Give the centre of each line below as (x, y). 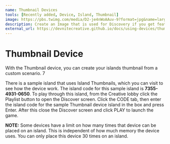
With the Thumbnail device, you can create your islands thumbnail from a (81, 68)
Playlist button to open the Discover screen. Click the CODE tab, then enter (83, 99)
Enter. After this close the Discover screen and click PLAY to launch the (79, 110)
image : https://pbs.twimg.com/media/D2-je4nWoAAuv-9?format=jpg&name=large (87, 19)
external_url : (20, 29)
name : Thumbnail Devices (31, 10)
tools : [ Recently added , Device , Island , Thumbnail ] (62, 15)
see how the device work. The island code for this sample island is (75, 89)
